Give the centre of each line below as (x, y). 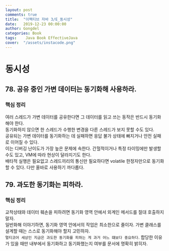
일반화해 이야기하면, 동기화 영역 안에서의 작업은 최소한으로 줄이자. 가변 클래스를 (83, 225)
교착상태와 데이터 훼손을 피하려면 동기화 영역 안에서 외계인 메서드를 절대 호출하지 (85, 212)
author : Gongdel (22, 29)
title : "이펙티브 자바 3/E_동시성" (39, 19)
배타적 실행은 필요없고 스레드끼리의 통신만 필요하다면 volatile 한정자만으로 (78, 161)
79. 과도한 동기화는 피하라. (44, 185)
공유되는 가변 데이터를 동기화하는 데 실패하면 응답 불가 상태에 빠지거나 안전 (79, 136)
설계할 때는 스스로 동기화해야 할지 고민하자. (48, 231)
